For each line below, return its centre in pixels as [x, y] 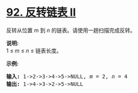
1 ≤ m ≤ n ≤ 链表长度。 [34, 50]
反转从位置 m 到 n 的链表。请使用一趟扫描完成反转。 [71, 30]
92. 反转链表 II [41, 12]
